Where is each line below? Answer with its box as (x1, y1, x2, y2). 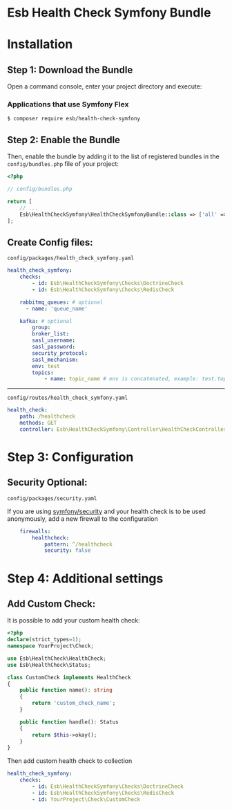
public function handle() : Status (19, 718, 119, 726)
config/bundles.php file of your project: (7, 160, 119, 168)
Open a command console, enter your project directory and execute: (7, 82, 202, 91)
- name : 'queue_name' (25, 305, 88, 312)
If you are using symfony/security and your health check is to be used (7, 507, 206, 515)
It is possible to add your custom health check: (7, 616, 140, 625)
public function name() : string (19, 687, 113, 694)
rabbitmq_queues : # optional (19, 299, 104, 306)
